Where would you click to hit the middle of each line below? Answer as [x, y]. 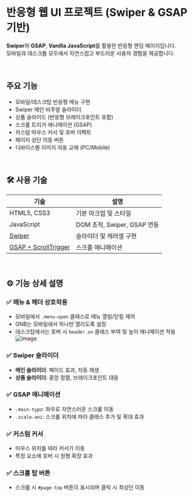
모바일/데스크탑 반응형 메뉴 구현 [52, 101]
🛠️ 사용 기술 [27, 180]
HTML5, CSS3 [30, 213]
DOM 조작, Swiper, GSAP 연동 [117, 224]
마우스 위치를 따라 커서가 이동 [50, 448]
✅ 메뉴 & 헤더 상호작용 [37, 302]
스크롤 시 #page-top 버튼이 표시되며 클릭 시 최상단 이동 [80, 487]
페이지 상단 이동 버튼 [39, 140]
